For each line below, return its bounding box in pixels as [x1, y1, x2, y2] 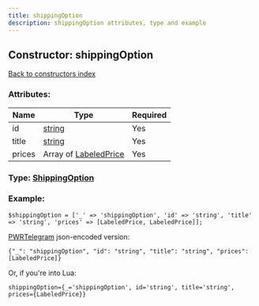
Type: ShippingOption [8, 172, 95, 183]
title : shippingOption [8, 11, 83, 20]
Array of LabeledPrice [43, 148, 125, 159]
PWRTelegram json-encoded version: [8, 232, 130, 241]
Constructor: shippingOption [8, 48, 154, 62]
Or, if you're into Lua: [8, 268, 77, 278]
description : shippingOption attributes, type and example [8, 19, 207, 27]
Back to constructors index [8, 69, 96, 79]
